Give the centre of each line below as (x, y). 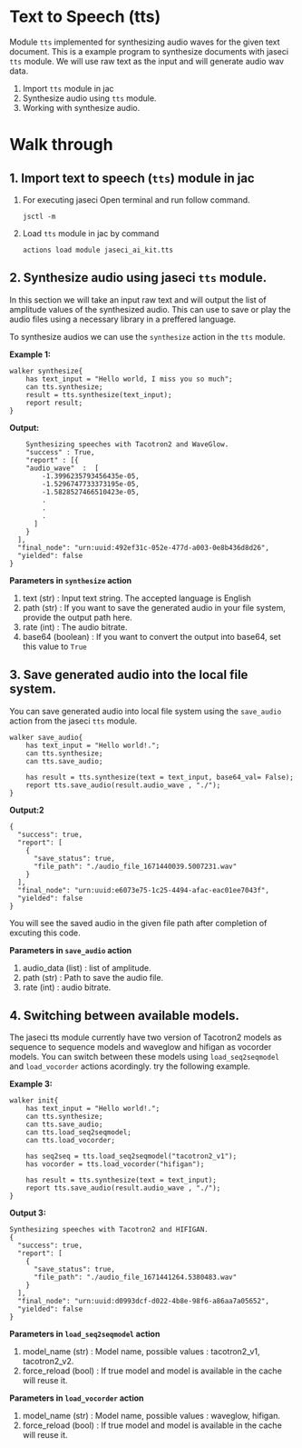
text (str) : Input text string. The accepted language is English (137, 598)
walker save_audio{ (46, 737)
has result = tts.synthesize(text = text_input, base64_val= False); (160, 777)
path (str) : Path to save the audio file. (93, 977)
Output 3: (28, 1213)
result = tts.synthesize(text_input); (99, 394)
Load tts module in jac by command (91, 233)
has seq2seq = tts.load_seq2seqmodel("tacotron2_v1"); (132, 1156)
